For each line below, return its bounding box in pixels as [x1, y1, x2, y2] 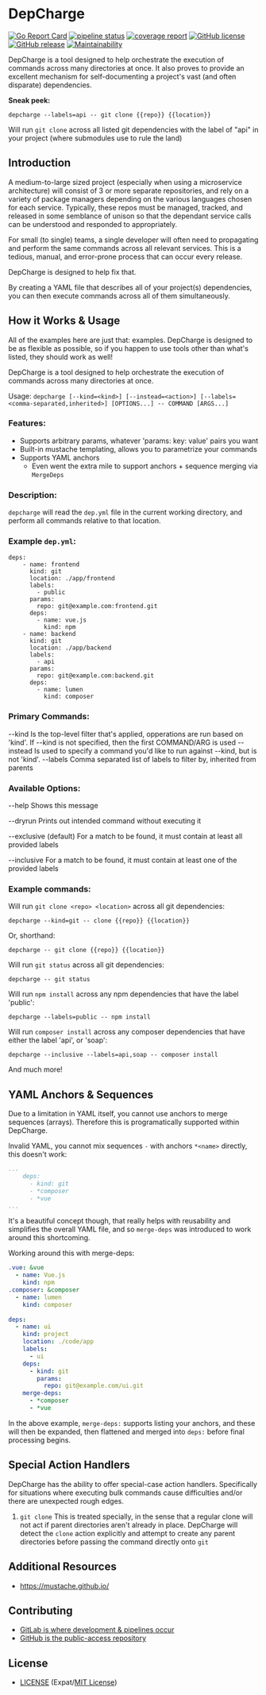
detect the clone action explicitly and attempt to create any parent [19, 1528, 236, 1538]
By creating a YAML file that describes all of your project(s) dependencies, [8, 283, 253, 292]
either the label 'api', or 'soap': [8, 1035, 108, 1045]
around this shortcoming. [8, 1233, 91, 1242]
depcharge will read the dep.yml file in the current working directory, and [8, 507, 243, 517]
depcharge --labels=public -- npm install [8, 1013, 151, 1021]
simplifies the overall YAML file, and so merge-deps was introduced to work [8, 1224, 252, 1235]
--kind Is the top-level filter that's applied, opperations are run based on [8, 729, 244, 738]
